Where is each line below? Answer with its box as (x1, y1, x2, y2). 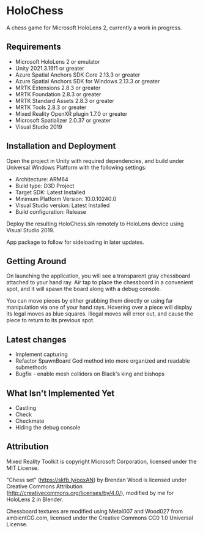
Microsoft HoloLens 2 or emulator (15, 58, 100, 65)
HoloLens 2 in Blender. (6, 496, 64, 503)
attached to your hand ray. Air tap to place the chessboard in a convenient (6, 279, 194, 286)
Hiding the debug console (15, 424, 81, 431)
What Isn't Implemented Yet (6, 388, 115, 398)
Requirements (6, 42, 61, 52)
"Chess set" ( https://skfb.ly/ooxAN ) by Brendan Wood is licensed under (6, 476, 187, 483)
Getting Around (6, 255, 67, 266)
